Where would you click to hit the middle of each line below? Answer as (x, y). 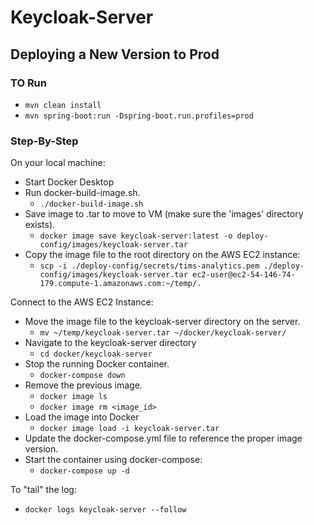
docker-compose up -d (84, 471)
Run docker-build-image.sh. (82, 193)
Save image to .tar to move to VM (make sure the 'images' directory (164, 214)
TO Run (28, 83)
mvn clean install (63, 105)
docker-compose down (82, 376)
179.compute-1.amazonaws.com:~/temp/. (120, 284)
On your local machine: (58, 163)
